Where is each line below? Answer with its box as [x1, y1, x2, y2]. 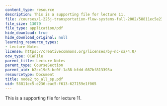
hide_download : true [5, 30, 48, 35]
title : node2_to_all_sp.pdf [5, 77, 64, 82]
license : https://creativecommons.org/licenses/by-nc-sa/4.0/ [5, 49, 137, 54]
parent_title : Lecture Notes [5, 58, 66, 63]
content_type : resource [5, 7, 55, 12]
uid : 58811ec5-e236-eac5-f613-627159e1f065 [5, 81, 97, 86]
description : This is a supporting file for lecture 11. [5, 12, 126, 17]
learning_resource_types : [5, 40, 59, 45]
